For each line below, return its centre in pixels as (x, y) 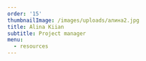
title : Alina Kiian (36, 27)
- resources (31, 46)
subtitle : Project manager (47, 33)
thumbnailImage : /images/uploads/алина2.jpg (73, 20)
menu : (15, 40)
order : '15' (25, 14)
